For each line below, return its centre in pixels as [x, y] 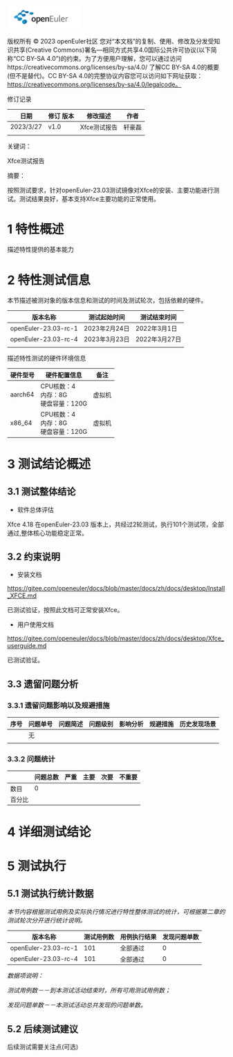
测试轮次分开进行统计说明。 [47, 920]
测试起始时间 [107, 317]
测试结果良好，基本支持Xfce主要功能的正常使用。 [90, 198]
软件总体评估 [35, 509]
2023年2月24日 [107, 328]
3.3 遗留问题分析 [43, 684]
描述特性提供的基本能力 [40, 249]
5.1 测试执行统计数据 [50, 894]
